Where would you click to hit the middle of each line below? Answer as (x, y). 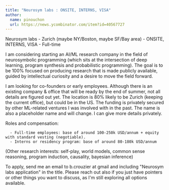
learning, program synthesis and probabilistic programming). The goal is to (84, 65)
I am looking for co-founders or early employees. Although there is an (79, 86)
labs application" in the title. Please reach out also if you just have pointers (84, 172)
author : (14, 15)
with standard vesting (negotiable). (46, 137)
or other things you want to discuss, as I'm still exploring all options (76, 178)
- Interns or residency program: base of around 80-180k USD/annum (83, 142)
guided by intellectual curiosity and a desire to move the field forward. (79, 76)
